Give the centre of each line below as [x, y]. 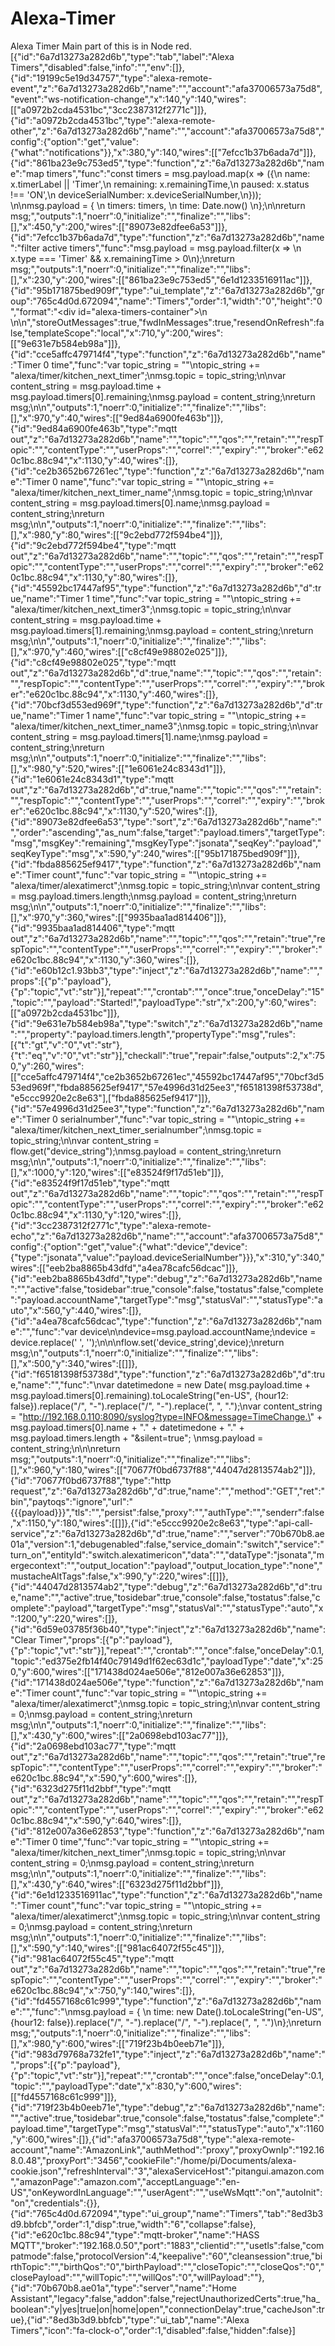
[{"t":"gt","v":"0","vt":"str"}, [66, 1044]
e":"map [27, 173]
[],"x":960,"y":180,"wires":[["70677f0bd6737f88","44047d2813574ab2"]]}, [163, 1469]
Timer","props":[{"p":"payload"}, [105, 1639]
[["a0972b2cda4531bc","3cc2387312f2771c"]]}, [108, 109]
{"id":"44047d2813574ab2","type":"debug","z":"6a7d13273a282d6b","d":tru [166, 1586]
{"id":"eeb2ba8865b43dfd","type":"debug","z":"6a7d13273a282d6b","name [166, 1278]
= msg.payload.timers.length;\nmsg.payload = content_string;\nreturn [153, 896]
